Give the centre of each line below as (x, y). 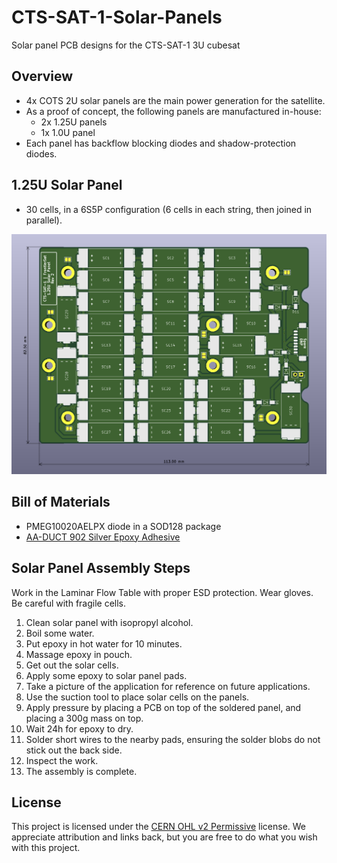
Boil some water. (60, 633)
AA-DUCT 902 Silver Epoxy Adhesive (103, 537)
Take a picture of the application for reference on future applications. (168, 686)
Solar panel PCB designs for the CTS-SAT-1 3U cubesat (126, 45)
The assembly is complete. (81, 771)
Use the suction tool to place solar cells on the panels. (137, 697)
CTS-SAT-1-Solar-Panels (117, 17)
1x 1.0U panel (68, 132)
